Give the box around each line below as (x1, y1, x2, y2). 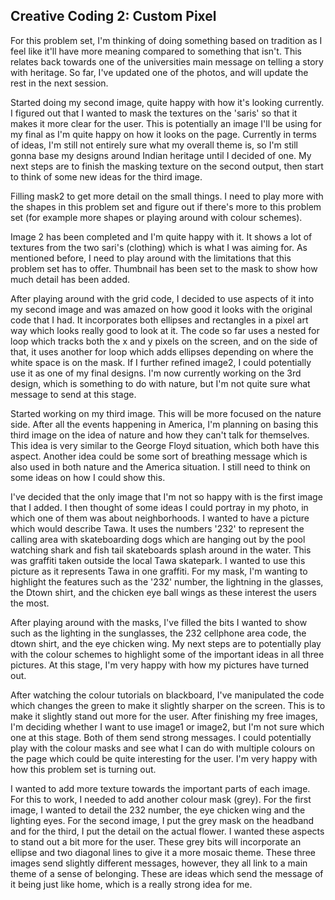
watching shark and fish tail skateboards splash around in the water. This (10, 544, 312, 556)
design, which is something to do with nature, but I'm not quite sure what (10, 377, 311, 389)
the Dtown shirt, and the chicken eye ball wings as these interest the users (10, 586, 317, 598)
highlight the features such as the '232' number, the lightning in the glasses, (10, 575, 324, 588)
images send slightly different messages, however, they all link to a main (10, 857, 308, 869)
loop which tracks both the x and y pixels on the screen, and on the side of (10, 335, 318, 347)
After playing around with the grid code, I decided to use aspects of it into (10, 292, 315, 304)
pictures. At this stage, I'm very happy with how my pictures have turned (10, 659, 310, 671)
